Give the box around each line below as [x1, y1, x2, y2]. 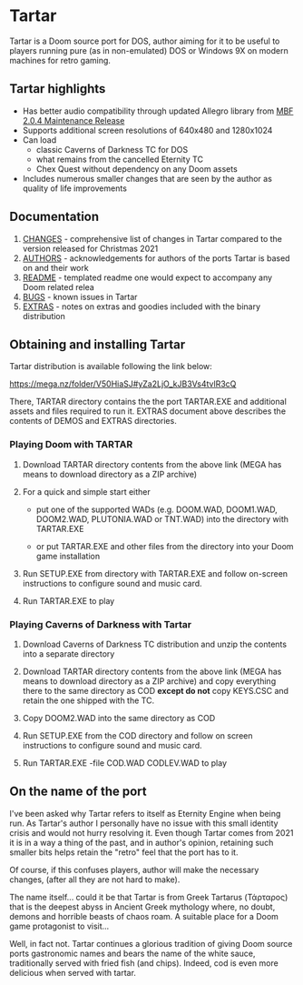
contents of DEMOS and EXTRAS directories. [9, 416, 177, 427]
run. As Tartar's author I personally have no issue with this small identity [9, 818, 279, 829]
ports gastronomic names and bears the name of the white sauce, [9, 948, 256, 959]
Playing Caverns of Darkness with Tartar [9, 618, 192, 630]
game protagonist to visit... [9, 920, 110, 931]
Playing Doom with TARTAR [9, 438, 133, 451]
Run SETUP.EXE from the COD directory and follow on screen [22, 729, 253, 741]
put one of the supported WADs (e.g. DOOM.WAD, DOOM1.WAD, [35, 504, 279, 515]
